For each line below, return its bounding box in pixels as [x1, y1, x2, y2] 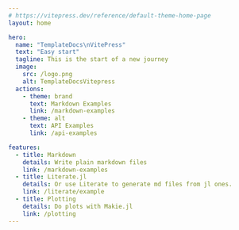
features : [8, 144, 41, 151]
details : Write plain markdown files [22, 158, 148, 167]
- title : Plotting [15, 195, 77, 203]
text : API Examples [29, 122, 94, 130]
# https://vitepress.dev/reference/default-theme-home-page [8, 11, 212, 20]
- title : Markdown [15, 151, 77, 159]
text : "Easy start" [15, 48, 80, 56]
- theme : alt [22, 114, 66, 123]
